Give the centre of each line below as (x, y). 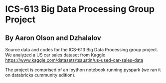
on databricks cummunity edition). (40, 75)
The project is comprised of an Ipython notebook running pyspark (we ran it (83, 70)
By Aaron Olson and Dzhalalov (53, 38)
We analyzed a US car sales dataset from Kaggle (55, 55)
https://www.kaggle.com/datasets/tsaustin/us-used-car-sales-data (74, 60)
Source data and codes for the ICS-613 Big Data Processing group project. (82, 50)
